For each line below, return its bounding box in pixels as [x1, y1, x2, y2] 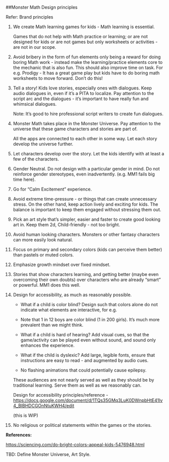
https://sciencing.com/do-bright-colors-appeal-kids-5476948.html [6, 442, 145, 447]
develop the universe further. [13, 141, 73, 147]
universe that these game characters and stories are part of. [13, 126, 138, 132]
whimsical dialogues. [13, 101, 57, 107]
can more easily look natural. [13, 237, 73, 243]
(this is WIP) [13, 412, 38, 418]
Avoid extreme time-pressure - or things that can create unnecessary [13, 196, 157, 202]
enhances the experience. [20, 342, 75, 348]
